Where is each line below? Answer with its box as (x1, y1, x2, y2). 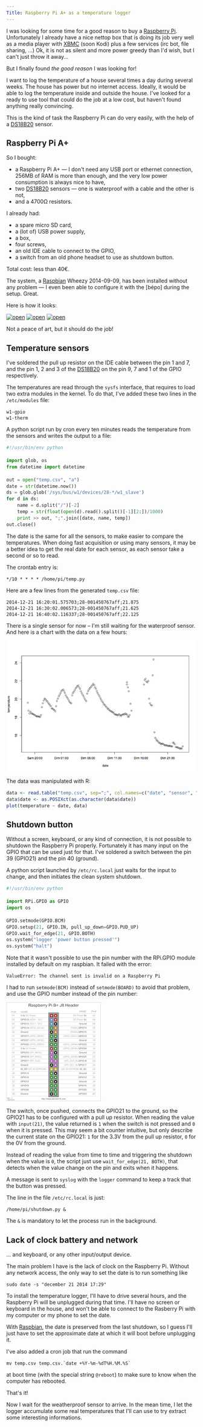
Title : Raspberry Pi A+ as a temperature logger (6, 10, 131, 16)
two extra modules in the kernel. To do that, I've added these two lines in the (6, 390, 197, 397)
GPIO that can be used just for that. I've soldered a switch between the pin (6, 848, 192, 856)
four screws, (14, 241, 47, 248)
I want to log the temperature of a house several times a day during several (6, 76, 193, 84)
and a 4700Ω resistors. (14, 198, 72, 206)
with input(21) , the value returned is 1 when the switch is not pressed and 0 (6, 1120, 195, 1127)
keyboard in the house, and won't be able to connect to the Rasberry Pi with (6, 1305, 196, 1312)
